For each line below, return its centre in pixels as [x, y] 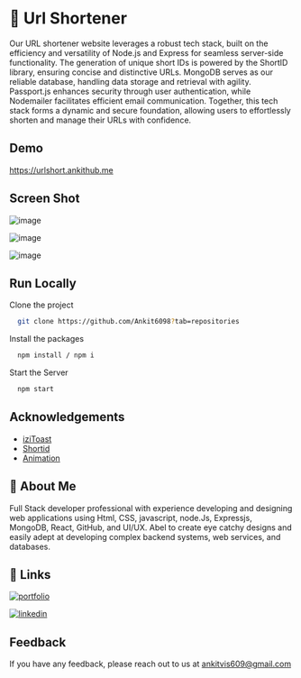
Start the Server [39, 372]
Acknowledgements [67, 417]
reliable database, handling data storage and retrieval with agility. [130, 81]
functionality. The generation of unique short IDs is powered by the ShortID [149, 62]
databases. [30, 546]
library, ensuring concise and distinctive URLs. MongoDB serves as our [141, 72]
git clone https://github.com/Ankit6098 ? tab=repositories [129, 322]
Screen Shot [45, 199]
